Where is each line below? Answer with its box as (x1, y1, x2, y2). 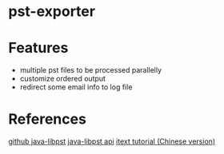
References (8, 110, 86, 128)
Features (8, 39, 69, 57)
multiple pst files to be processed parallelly (19, 65, 162, 75)
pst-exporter (8, 2, 96, 21)
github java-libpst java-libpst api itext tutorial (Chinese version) (8, 136, 216, 146)
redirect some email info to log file (19, 82, 133, 92)
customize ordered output (19, 74, 106, 84)
